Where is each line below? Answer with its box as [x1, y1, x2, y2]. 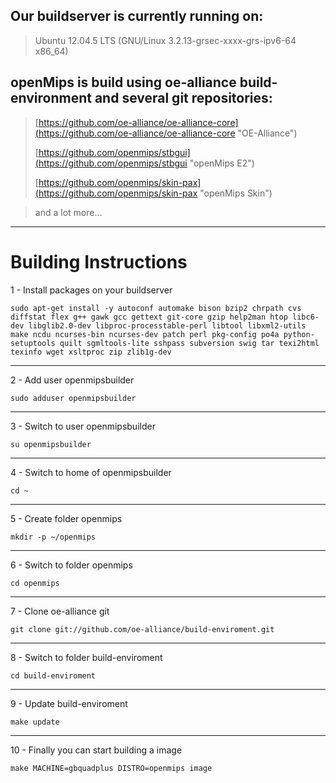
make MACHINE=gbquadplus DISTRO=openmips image [10, 763, 213, 773]
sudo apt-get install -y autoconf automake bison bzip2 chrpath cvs [10, 303, 302, 313]
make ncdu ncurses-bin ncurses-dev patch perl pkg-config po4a [10, 329, 280, 339]
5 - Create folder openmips [10, 512, 123, 524]
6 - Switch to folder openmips [10, 559, 133, 571]
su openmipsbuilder [10, 439, 92, 449]
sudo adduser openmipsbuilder [10, 393, 137, 403]
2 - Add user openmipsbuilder [10, 374, 135, 386]
